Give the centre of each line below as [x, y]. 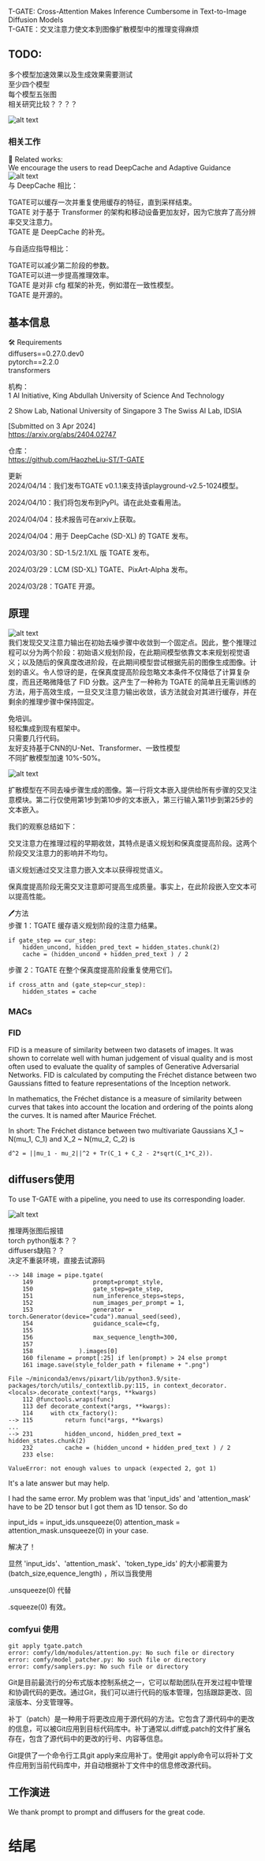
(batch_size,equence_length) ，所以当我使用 [80, 1573]
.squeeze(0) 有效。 [39, 1607]
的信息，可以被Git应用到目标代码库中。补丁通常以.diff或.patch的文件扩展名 [129, 1729]
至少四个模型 [29, 84]
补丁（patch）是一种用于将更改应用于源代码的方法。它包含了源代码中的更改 [131, 1719]
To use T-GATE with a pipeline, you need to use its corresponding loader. [127, 1199]
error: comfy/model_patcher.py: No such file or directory [107, 1660]
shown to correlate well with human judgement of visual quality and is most [131, 1058]
